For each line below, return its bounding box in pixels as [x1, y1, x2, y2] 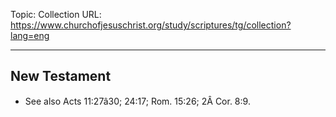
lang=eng [10, 30, 50, 41]
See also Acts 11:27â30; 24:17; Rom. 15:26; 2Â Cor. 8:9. [24, 95, 251, 107]
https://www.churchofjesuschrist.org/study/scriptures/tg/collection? [10, 19, 292, 31]
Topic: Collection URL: [10, 9, 102, 20]
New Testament [10, 68, 112, 85]
